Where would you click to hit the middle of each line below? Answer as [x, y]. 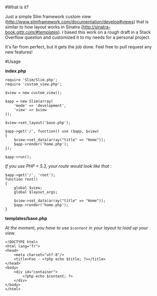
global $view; [28, 188]
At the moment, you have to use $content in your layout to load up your [77, 228]
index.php [16, 71]
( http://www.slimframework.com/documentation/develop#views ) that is [77, 22]
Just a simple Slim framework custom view [48, 16]
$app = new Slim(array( [29, 101]
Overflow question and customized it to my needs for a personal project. [78, 37]
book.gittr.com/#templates [32, 32]
